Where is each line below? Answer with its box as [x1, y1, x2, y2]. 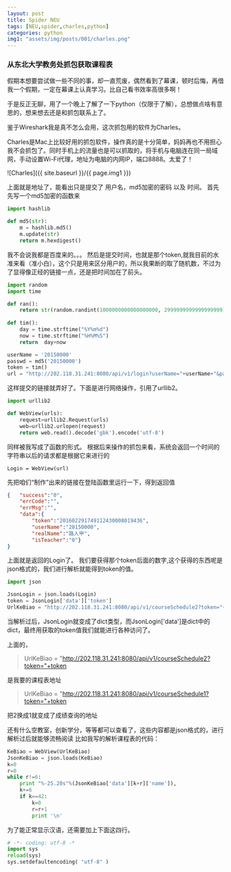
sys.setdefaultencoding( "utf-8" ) [7, 859, 109, 866]
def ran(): [7, 301, 38, 307]
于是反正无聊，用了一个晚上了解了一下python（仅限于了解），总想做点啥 [7, 100, 211, 108]
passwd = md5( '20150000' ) [7, 358, 81, 365]
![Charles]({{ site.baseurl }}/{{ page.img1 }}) [7, 169, 131, 177]
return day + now [19, 338, 67, 345]
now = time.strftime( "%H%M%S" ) [19, 332, 109, 339]
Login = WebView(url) [7, 465, 69, 472]
